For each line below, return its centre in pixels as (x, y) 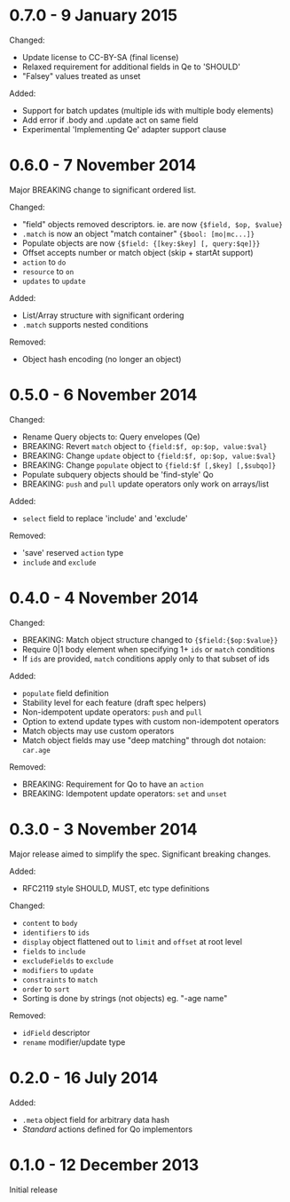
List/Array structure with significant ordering (103, 315)
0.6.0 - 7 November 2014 (103, 166)
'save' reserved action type (73, 552)
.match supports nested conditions (85, 324)
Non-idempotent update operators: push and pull (112, 712)
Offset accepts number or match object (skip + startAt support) (138, 252)
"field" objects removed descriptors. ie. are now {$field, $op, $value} (153, 224)
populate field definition (65, 692)
